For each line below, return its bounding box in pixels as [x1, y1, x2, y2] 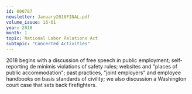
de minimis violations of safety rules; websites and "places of [29, 63, 177, 70]
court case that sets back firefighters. [6, 81, 97, 88]
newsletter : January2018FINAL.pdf [6, 14, 91, 20]
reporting [6, 63, 29, 70]
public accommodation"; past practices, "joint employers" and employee [6, 69, 181, 76]
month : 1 [6, 30, 28, 36]
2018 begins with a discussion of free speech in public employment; [6, 56, 170, 64]
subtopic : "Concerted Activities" [6, 41, 91, 47]
